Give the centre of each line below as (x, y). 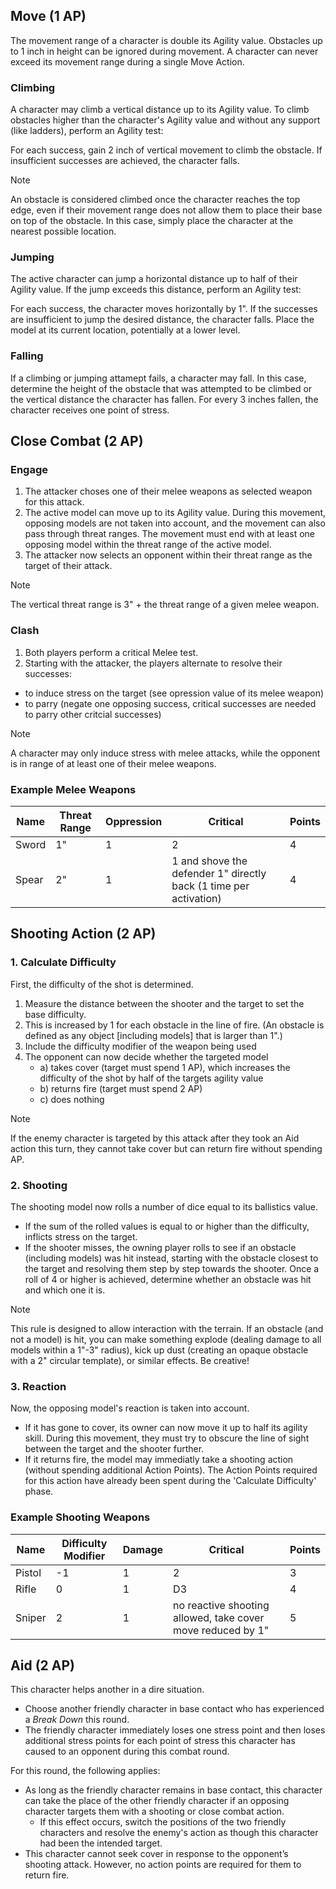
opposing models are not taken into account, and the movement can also (175, 523)
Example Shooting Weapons (80, 1517)
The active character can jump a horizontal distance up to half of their (154, 279)
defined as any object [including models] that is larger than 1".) (153, 1035)
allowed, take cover (219, 1617)
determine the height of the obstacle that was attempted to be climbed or (161, 388)
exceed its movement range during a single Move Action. (127, 61)
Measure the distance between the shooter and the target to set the (164, 1003)
